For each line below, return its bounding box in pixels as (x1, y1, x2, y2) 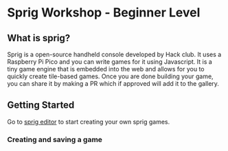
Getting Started (7, 100, 75, 111)
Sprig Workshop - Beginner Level (7, 5, 201, 21)
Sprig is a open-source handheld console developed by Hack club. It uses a (7, 50, 222, 58)
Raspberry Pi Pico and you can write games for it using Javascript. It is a (7, 58, 213, 66)
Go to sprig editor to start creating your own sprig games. (7, 117, 170, 126)
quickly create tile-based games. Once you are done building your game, (7, 72, 214, 80)
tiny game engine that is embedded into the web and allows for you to (7, 65, 205, 73)
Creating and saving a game (7, 135, 103, 144)
